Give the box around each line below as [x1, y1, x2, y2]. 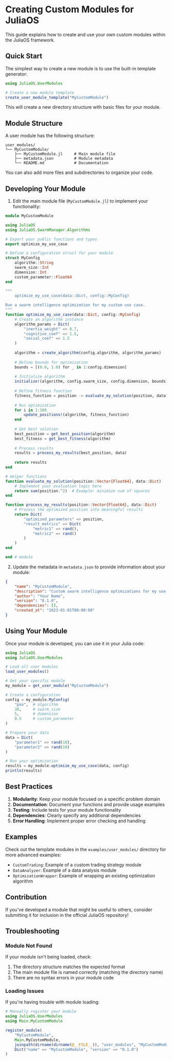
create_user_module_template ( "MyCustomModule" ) [5, 95, 109, 100]
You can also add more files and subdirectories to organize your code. [5, 169, 154, 175]
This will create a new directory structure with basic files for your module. [5, 104, 161, 110]
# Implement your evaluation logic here [14, 483, 102, 488]
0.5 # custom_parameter [14, 716, 74, 721]
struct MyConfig [5, 256, 40, 261]
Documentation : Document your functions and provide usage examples [12, 801, 165, 808]
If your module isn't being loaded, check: [5, 954, 92, 960]
